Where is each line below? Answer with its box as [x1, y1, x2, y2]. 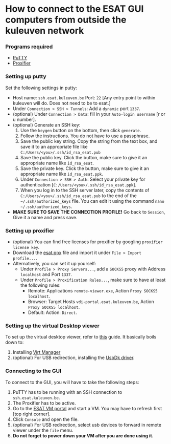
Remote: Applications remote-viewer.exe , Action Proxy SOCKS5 [28, 288, 158, 294]
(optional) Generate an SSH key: [12, 121, 81, 128]
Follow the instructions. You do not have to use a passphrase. [20, 133, 150, 139]
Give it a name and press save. [12, 214, 78, 220]
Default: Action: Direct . [28, 309, 78, 315]
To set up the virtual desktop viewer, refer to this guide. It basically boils [5, 334, 157, 340]
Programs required [5, 43, 53, 50]
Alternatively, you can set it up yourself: [12, 261, 96, 267]
